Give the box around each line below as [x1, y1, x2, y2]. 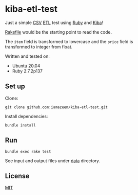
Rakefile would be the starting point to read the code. [5, 29, 112, 35]
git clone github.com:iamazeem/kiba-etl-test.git [5, 104, 108, 110]
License [5, 171, 30, 180]
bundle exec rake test [5, 149, 51, 154]
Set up [5, 82, 25, 91]
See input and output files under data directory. [5, 158, 100, 164]
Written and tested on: [5, 53, 50, 59]
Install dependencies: [5, 113, 48, 119]
